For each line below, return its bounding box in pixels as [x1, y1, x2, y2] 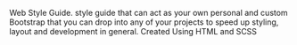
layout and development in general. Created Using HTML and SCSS [9, 26, 257, 36]
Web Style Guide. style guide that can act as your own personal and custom [9, 8, 288, 18]
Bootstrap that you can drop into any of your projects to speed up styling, [9, 17, 279, 27]
